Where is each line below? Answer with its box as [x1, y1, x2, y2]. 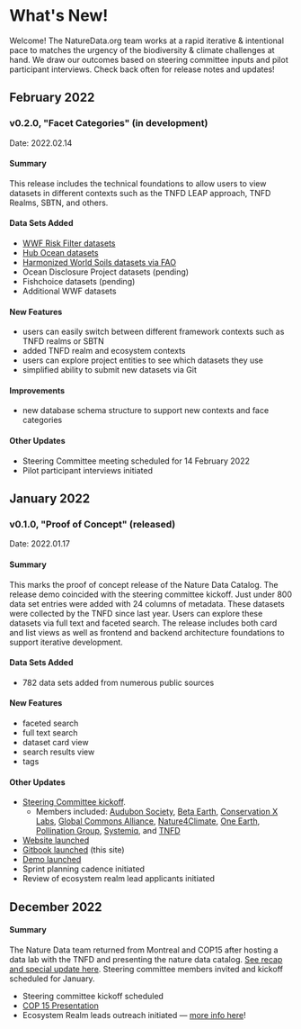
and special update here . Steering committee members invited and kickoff [9, 963, 283, 974]
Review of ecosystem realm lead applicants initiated [22, 873, 216, 884]
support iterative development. [9, 636, 123, 647]
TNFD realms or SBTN [22, 336, 105, 347]
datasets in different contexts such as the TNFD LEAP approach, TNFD [9, 187, 271, 198]
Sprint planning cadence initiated [22, 863, 146, 874]
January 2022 [9, 492, 91, 507]
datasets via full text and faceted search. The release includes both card [9, 618, 278, 628]
